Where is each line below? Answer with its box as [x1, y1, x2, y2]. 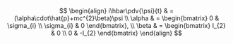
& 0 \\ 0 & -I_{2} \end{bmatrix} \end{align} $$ [50, 29, 183, 37]
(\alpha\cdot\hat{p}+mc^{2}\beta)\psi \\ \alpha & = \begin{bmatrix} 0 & [13, 14, 220, 22]
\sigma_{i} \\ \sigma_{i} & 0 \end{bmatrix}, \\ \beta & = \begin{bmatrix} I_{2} [7, 22, 226, 29]
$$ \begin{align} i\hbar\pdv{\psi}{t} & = [59, 7, 174, 15]
